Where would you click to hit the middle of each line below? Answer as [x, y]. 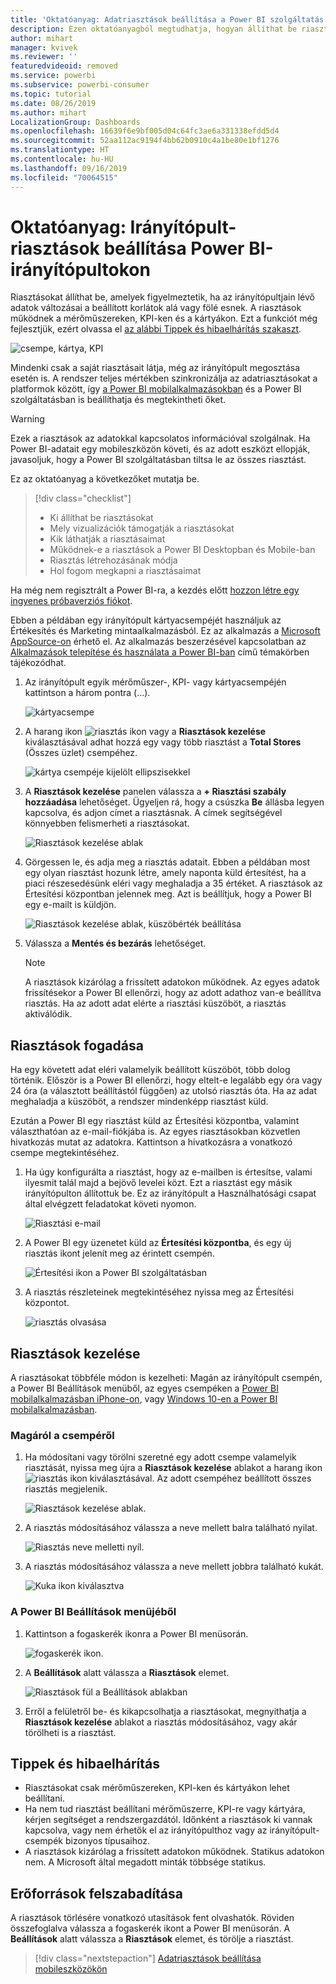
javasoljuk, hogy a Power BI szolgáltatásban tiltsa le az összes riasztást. [158, 460]
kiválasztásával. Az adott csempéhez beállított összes [200, 1478]
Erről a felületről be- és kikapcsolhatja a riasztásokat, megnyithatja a [165, 1711]
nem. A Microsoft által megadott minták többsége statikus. [145, 1862]
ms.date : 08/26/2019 [53, 103]
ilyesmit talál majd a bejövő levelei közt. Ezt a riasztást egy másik [158, 1183]
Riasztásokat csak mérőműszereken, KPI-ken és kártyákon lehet [157, 1788]
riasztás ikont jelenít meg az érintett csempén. [119, 1253]
